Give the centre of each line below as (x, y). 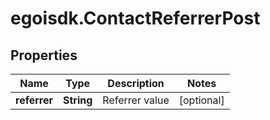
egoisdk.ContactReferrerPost (135, 18)
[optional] (201, 100)
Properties (44, 55)
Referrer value (136, 100)
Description (136, 83)
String (78, 100)
